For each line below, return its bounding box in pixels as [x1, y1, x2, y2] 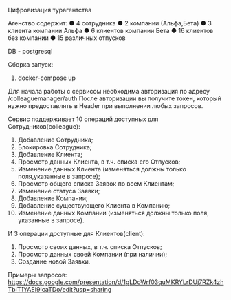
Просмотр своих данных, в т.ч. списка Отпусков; [17, 243, 162, 250]
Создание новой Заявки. [17, 257, 91, 266]
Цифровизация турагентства [8, 6, 92, 14]
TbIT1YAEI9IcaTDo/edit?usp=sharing [8, 286, 112, 293]
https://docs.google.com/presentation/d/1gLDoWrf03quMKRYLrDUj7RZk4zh [8, 278, 224, 286]
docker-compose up [17, 74, 76, 82]
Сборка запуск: [8, 61, 54, 68]
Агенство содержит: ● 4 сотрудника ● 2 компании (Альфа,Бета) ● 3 [8, 19, 212, 27]
